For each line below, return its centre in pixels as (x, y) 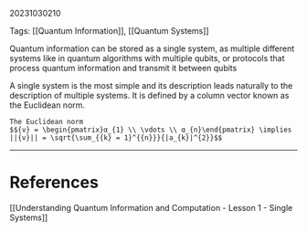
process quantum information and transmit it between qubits (123, 68)
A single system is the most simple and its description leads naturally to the (151, 85)
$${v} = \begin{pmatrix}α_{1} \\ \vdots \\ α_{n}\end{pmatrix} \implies (151, 130)
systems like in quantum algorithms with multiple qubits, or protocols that (147, 58)
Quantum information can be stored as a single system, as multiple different (152, 48)
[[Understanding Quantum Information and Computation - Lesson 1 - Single (151, 207)
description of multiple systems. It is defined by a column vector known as (149, 95)
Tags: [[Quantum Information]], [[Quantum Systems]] (109, 31)
